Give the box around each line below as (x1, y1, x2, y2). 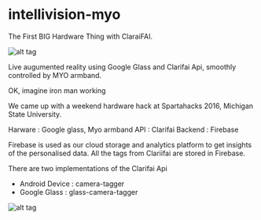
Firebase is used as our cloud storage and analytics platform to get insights (8, 140, 252, 149)
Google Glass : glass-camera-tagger (19, 187, 138, 196)
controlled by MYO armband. (8, 70, 102, 80)
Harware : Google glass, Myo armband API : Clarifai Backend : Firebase (8, 125, 239, 134)
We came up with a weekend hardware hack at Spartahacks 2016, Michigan (8, 101, 254, 110)
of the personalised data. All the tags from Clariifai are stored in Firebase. (8, 148, 246, 158)
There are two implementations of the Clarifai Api (8, 163, 167, 173)
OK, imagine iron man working (8, 85, 106, 95)
